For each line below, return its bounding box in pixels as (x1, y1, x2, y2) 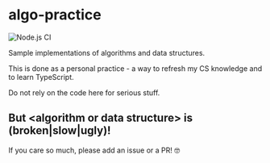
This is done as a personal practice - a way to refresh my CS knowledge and (8, 63, 263, 73)
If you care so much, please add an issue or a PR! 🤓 (8, 145, 181, 155)
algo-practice (8, 6, 102, 24)
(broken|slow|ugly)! (8, 123, 111, 138)
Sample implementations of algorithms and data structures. (8, 48, 206, 57)
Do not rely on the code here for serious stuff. (8, 87, 160, 98)
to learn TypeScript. (8, 72, 74, 81)
